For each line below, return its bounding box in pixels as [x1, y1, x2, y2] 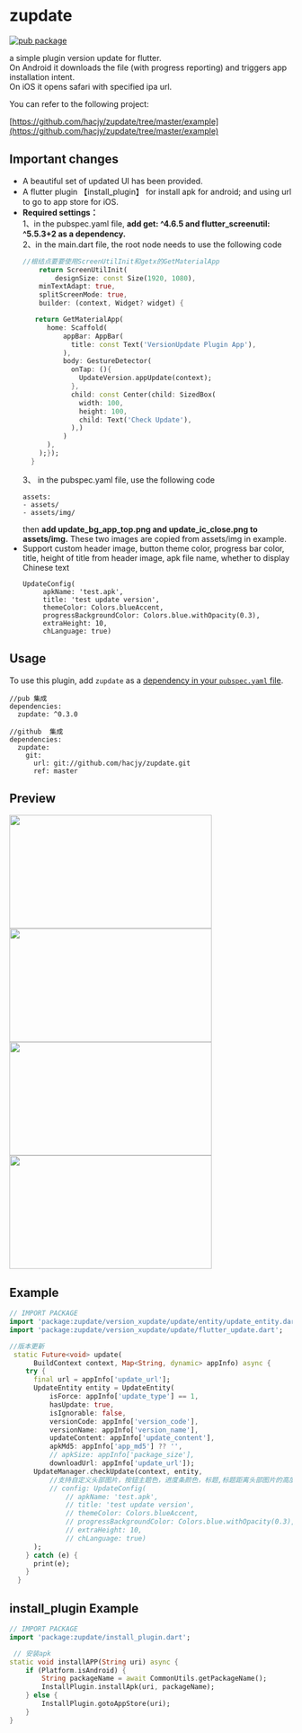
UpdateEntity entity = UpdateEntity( [32, 1383, 175, 1393]
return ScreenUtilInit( [39, 265, 128, 274]
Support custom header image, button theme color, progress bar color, [22, 543, 285, 554]
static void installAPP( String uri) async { [9, 1657, 179, 1666]
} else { [25, 1691, 58, 1700]
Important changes [9, 152, 120, 167]
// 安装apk [13, 1649, 51, 1658]
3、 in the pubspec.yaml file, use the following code [22, 474, 216, 485]
